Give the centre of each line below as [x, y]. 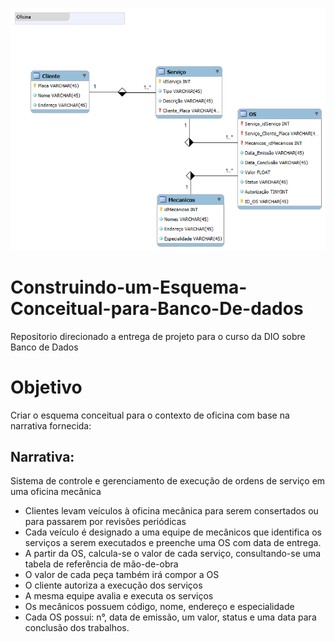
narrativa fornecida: [51, 425]
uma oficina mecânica [56, 492]
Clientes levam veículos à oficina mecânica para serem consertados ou [171, 511]
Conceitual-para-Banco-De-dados [157, 308]
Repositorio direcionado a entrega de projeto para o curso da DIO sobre [158, 336]
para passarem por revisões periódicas [105, 522]
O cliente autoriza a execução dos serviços [113, 585]
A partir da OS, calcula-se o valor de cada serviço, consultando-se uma [173, 554]
